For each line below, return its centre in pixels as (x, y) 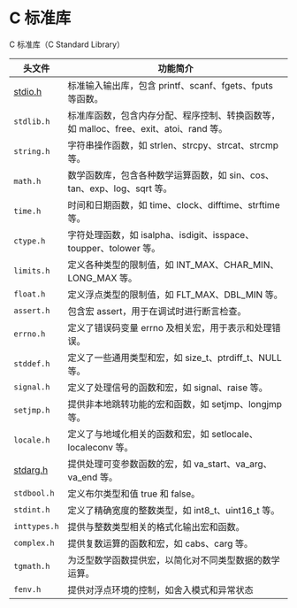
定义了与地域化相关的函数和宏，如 (138, 434)
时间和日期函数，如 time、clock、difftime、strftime (174, 204)
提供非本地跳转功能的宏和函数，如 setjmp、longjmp (175, 404)
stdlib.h (32, 121)
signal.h (32, 387)
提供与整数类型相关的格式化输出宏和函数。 (156, 527)
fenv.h (27, 589)
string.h (32, 151)
